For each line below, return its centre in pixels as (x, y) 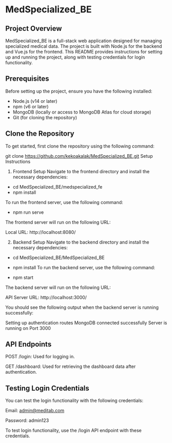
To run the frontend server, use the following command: (64, 202)
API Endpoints (28, 345)
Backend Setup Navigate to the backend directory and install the (81, 242)
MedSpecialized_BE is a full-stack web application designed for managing (84, 41)
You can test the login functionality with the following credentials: (74, 401)
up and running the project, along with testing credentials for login (75, 57)
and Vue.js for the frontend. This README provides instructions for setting (84, 52)
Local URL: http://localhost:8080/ (41, 232)
